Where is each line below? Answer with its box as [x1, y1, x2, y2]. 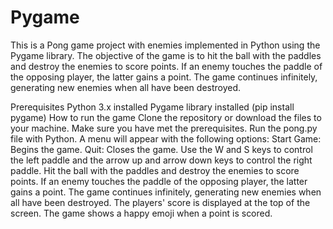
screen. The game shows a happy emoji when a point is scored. [10, 207, 273, 219]
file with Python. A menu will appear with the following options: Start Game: [10, 132, 322, 145]
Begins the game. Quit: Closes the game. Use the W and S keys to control [10, 143, 313, 155]
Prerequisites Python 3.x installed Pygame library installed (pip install [10, 101, 295, 113]
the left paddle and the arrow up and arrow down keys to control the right [10, 154, 313, 166]
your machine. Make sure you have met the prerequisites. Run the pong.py [10, 122, 318, 134]
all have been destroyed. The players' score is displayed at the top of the [10, 196, 311, 208]
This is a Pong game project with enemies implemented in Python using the [10, 39, 321, 51]
